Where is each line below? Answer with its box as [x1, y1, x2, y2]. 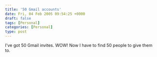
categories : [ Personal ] [5, 25, 53, 30]
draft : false [5, 16, 31, 21]
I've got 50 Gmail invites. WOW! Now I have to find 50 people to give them [5, 43, 153, 48]
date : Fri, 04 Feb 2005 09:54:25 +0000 [5, 11, 86, 16]
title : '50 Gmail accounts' [5, 7, 62, 12]
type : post [5, 29, 27, 34]
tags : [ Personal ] [5, 20, 40, 25]
